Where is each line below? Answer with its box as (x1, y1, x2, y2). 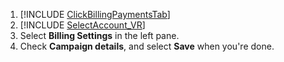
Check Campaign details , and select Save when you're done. (19, 40, 275, 52)
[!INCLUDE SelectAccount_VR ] (19, 19, 146, 31)
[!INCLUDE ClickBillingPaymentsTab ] (19, 9, 171, 20)
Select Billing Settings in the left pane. (19, 30, 180, 41)
